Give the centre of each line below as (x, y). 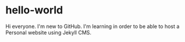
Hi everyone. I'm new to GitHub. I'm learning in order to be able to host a (92, 26)
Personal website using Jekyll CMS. (48, 32)
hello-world (34, 10)
